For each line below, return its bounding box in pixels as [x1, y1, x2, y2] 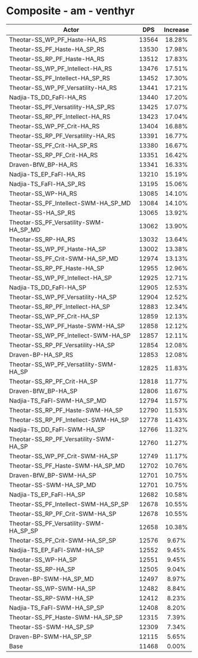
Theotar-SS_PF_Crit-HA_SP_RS [9, 141, 98, 149]
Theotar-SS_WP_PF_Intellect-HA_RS [9, 64, 113, 72]
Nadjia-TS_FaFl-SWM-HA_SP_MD [9, 396, 107, 405]
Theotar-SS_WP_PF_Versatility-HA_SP [9, 293, 117, 301]
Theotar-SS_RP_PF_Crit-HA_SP [9, 377, 98, 385]
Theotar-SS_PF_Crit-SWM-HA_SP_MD [9, 254, 119, 263]
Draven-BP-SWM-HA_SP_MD [9, 575, 94, 583]
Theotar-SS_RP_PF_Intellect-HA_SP [9, 302, 110, 311]
